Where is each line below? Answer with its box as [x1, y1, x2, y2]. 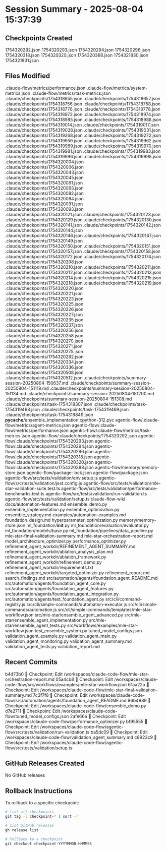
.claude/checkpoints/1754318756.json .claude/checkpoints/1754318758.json [5, 101, 161, 107]
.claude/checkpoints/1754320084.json [5, 195, 84, 201]
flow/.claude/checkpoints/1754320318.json [5, 454, 93, 460]
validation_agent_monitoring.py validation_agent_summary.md [5, 638, 132, 644]
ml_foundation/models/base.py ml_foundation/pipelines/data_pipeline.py [5, 527, 154, 534]
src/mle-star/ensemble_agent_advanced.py [34, 611, 123, 618]
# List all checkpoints [5, 809, 55, 814]
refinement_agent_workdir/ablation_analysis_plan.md [5, 548, 113, 554]
